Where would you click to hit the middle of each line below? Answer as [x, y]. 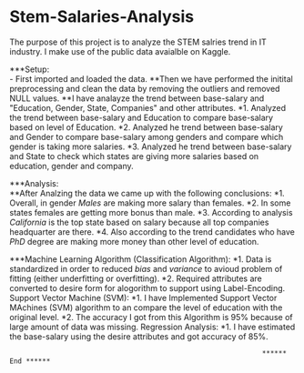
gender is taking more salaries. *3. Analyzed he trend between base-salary [151, 146]
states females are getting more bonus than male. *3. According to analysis [151, 212]
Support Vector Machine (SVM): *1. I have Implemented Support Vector [143, 297]
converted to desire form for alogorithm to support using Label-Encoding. [147, 287]
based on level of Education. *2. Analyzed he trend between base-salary [147, 127]
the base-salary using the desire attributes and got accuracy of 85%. [139, 336]
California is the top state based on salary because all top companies [139, 222]
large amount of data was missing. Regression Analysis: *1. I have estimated [152, 327]
